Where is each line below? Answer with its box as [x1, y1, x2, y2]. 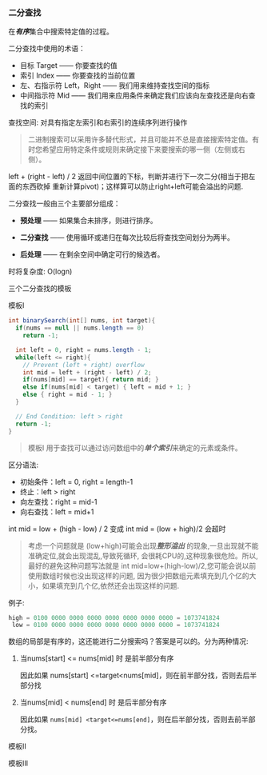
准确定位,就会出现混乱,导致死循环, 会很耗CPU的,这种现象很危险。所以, [27, 550, 258, 561]
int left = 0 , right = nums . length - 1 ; [15, 346, 152, 354]
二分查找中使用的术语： [8, 44, 86, 54]
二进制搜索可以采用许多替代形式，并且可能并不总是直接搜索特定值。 [27, 134, 253, 145]
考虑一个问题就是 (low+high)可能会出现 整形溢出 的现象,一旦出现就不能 [27, 541, 259, 550]
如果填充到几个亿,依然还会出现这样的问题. [42, 581, 180, 590]
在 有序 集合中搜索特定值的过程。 [8, 26, 114, 37]
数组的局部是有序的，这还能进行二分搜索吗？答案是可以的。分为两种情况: [8, 637, 249, 646]
